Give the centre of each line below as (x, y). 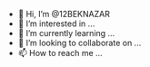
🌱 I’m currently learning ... (66, 33)
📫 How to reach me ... (60, 53)
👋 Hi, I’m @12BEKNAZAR (64, 14)
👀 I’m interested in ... (56, 24)
